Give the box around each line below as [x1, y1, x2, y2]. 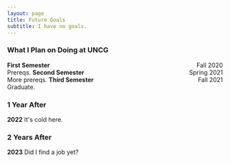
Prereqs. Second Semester [7, 68, 84, 76]
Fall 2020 [196, 61, 223, 69]
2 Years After [7, 132, 52, 142]
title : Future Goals [7, 16, 66, 23]
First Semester [7, 61, 50, 69]
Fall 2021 [197, 75, 223, 84]
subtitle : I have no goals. [7, 23, 88, 29]
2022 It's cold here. [7, 115, 63, 123]
